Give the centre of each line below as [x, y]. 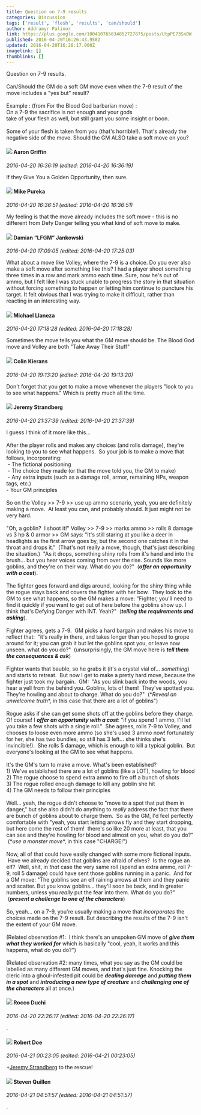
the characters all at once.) [40, 988]
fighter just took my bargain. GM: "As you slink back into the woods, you [97, 681]
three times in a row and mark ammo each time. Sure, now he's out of [92, 275]
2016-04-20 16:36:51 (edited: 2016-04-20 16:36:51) [70, 205]
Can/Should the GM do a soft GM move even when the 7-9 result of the [94, 86]
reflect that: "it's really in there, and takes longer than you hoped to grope [98, 637]
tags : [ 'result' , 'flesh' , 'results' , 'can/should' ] [73, 23]
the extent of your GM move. [42, 924]
